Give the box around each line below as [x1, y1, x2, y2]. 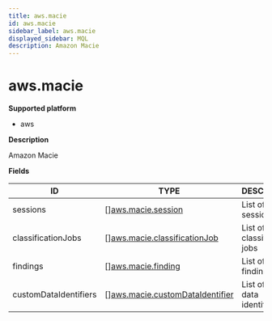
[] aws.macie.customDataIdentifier [104, 289, 234, 300]
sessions [12, 204, 47, 215]
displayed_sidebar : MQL [8, 34, 89, 43]
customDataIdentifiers [12, 289, 97, 300]
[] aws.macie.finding [104, 260, 181, 272]
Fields [8, 167, 30, 176]
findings [12, 260, 44, 272]
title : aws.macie [8, 11, 67, 20]
